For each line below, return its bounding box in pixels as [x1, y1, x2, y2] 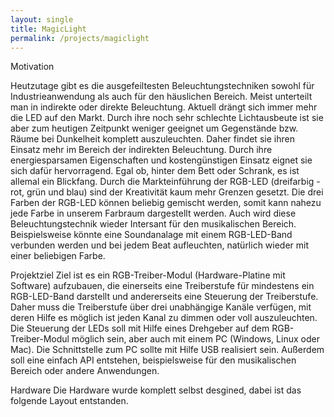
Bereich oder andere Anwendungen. [10, 365, 160, 377]
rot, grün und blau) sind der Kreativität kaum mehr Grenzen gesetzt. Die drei [10, 186, 324, 198]
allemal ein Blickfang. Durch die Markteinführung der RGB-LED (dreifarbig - [10, 176, 321, 188]
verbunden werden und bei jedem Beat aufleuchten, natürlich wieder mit [10, 239, 310, 251]
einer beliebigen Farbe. [10, 250, 106, 262]
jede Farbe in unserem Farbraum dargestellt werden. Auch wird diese [10, 207, 297, 220]
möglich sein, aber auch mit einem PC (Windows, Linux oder [71, 333, 320, 345]
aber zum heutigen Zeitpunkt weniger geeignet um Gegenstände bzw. [10, 122, 299, 135]
